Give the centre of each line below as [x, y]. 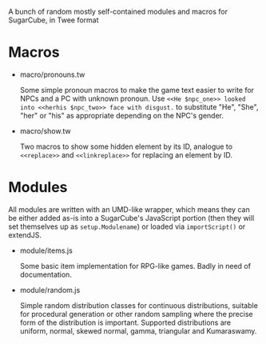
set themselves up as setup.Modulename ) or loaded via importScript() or [127, 226]
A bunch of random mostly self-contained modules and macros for [118, 12]
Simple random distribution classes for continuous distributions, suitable [139, 305]
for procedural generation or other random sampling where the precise [136, 314]
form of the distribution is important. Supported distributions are [125, 322]
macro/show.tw [45, 130]
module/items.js [46, 250]
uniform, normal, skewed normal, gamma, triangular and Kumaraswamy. [138, 330]
